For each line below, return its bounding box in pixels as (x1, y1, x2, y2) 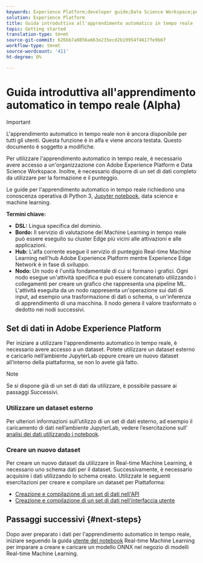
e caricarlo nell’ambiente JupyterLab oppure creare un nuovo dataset (6, 352, 179, 359)
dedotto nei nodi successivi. (14, 305, 86, 313)
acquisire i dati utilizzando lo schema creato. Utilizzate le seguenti (6, 472, 171, 479)
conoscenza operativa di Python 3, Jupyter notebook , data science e (6, 192, 178, 199)
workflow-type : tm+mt (6, 43, 61, 49)
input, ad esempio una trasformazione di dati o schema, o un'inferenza (14, 293, 192, 300)
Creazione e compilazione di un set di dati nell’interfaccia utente (14, 496, 175, 504)
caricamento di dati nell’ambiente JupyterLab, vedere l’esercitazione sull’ (6, 424, 188, 431)
